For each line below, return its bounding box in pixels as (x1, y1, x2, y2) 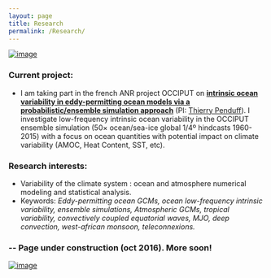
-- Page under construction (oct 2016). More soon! (8, 241, 212, 253)
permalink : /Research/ (8, 27, 85, 35)
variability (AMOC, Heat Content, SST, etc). (20, 140, 165, 150)
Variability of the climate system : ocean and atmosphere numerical (20, 178, 247, 188)
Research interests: (8, 160, 88, 172)
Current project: (8, 70, 73, 81)
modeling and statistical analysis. (20, 187, 132, 197)
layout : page (8, 11, 53, 20)
